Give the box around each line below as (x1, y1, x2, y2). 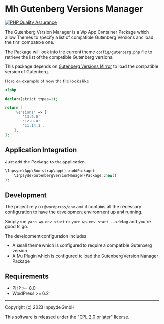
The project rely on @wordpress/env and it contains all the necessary (5, 204, 142, 210)
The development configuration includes (5, 233, 87, 239)
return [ (5, 105, 23, 110)
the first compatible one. (5, 39, 55, 45)
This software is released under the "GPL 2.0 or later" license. (5, 314, 130, 320)
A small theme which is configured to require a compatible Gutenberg (12, 243, 152, 248)
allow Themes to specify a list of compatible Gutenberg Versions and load (5, 34, 154, 40)
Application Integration (5, 146, 77, 154)
